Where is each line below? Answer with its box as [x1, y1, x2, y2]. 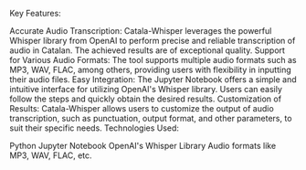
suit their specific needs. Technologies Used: [9, 122, 180, 133]
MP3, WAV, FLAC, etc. [9, 150, 93, 161]
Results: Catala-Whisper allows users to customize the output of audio [9, 103, 274, 113]
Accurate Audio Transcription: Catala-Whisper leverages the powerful [9, 26, 272, 36]
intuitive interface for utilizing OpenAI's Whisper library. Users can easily [9, 84, 283, 94]
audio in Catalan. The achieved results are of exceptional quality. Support [9, 45, 286, 56]
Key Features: [9, 8, 61, 18]
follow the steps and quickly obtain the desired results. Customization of [9, 93, 281, 104]
